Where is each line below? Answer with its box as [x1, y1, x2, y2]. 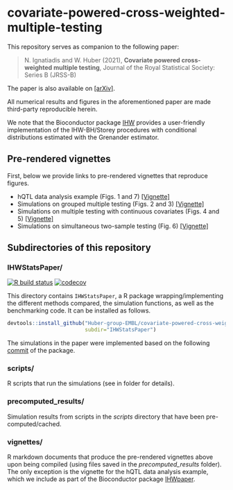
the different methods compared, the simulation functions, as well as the [7, 299, 214, 308]
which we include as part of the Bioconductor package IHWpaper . [7, 475, 196, 483]
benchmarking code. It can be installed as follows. [7, 306, 151, 315]
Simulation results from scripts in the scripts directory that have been [7, 412, 205, 421]
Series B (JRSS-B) [24, 71, 77, 79]
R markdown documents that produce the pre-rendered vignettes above [7, 453, 214, 462]
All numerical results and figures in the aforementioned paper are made [7, 97, 212, 105]
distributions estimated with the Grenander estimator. [7, 133, 159, 141]
